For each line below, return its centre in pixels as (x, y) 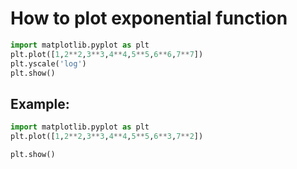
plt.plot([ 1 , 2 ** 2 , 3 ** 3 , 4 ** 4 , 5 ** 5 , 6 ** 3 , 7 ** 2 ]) (107, 137)
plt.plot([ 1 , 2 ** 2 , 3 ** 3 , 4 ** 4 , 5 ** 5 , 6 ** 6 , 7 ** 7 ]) (107, 54)
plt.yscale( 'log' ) (48, 63)
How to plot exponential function (149, 18)
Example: (40, 103)
